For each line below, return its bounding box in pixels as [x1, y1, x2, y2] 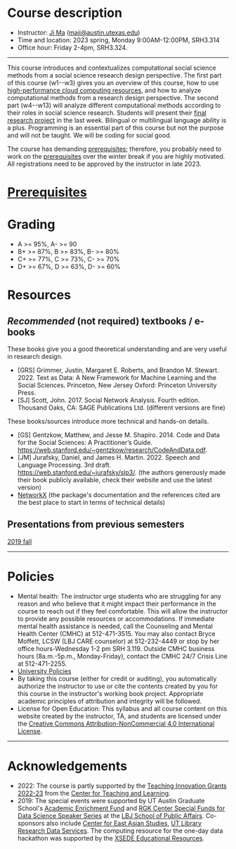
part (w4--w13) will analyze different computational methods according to [7, 101, 221, 109]
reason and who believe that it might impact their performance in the [17, 599, 216, 608]
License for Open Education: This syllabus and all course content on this [17, 704, 228, 713]
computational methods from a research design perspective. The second [7, 93, 219, 102]
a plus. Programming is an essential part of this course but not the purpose [7, 123, 224, 132]
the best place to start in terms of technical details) [17, 499, 166, 507]
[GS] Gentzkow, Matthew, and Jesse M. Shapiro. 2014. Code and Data [17, 431, 220, 439]
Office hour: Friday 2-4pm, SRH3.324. [17, 43, 128, 51]
